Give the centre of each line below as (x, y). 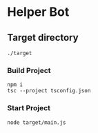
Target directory (43, 38)
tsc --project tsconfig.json (49, 91)
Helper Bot (38, 12)
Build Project (29, 70)
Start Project (29, 108)
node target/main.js (37, 122)
